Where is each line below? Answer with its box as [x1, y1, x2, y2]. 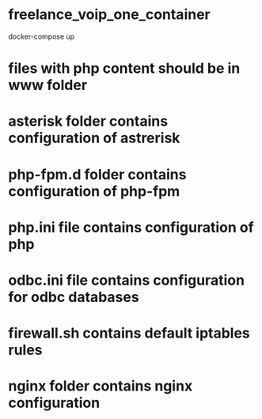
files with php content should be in [8, 59, 241, 77]
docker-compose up [8, 32, 75, 41]
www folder [8, 77, 88, 94]
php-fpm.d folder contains [8, 165, 187, 183]
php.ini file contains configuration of [8, 218, 255, 236]
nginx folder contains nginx [8, 377, 193, 395]
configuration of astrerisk [8, 129, 180, 147]
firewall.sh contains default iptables [8, 324, 251, 342]
